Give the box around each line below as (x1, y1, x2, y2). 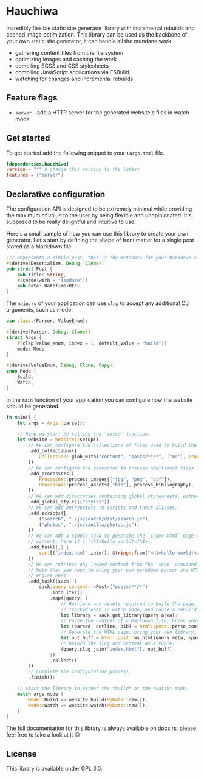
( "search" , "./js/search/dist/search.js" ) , (38, 516, 151, 522)
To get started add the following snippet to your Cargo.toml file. (6, 149, 165, 156)
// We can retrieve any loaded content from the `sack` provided (28, 561, 197, 567)
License (6, 749, 37, 759)
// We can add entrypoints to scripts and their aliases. (28, 504, 178, 511)
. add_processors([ (28, 471, 75, 477)
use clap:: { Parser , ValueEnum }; (6, 318, 88, 324)
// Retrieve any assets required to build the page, (60, 601, 197, 607)
